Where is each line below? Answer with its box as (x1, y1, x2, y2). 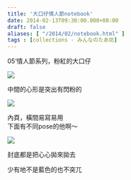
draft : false (7, 23, 46, 30)
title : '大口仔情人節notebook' (7, 10, 93, 18)
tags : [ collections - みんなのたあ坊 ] (7, 37, 118, 44)
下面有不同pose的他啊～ (7, 122, 78, 131)
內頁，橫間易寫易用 (7, 114, 64, 122)
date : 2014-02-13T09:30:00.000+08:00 (7, 17, 119, 24)
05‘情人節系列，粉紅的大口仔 (7, 57, 91, 66)
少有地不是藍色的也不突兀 (7, 165, 82, 174)
